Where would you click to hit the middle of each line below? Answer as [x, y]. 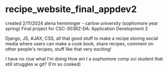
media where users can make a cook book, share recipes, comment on [79, 43]
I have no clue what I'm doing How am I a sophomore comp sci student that [84, 58]
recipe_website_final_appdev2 [71, 9]
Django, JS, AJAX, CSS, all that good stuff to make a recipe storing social [82, 38]
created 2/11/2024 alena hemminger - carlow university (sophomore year [82, 23]
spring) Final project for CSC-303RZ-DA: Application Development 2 [77, 28]
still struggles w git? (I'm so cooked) [43, 64]
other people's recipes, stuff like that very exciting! [58, 49]
